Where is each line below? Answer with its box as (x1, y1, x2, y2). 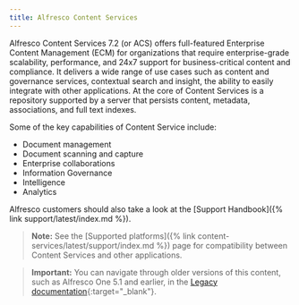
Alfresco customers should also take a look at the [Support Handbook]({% (9, 203, 284, 215)
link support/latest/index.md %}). (9, 213, 132, 224)
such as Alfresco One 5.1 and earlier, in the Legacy (30, 276, 218, 287)
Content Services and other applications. (30, 250, 183, 260)
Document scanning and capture (21, 148, 144, 159)
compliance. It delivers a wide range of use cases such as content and (9, 66, 270, 77)
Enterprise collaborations (21, 157, 115, 168)
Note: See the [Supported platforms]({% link (30, 230, 196, 241)
